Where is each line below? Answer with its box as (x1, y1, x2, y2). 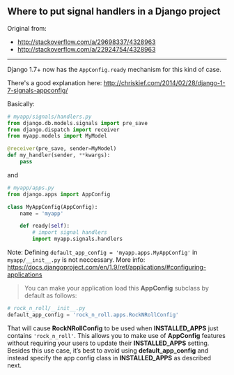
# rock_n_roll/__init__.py (7, 305, 86, 312)
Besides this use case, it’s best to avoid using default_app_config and (7, 346, 209, 355)
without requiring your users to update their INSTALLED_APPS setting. (7, 339, 210, 347)
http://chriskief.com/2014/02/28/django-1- (103, 78, 226, 87)
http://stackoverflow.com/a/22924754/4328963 (17, 45, 156, 53)
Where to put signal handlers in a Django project (7, 6, 221, 17)
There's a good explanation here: (7, 78, 102, 87)
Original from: (7, 24, 47, 32)
